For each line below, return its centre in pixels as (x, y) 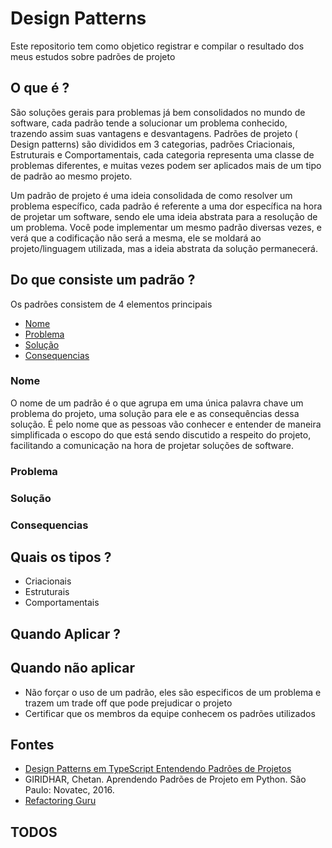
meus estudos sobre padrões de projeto (93, 56)
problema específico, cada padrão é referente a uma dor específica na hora (166, 206)
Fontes (32, 745)
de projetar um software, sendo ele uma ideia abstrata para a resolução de (164, 216)
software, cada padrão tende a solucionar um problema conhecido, (149, 123)
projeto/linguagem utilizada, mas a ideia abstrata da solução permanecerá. (164, 248)
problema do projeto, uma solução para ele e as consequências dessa (155, 413)
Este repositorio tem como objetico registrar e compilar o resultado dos (157, 46)
